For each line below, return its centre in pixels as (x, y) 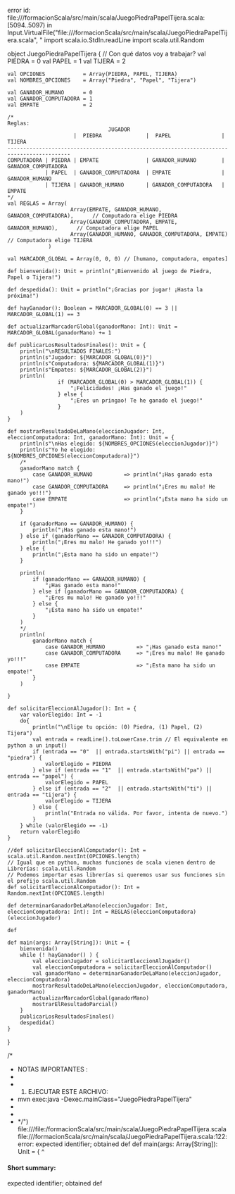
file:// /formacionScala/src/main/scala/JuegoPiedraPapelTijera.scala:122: (122, 1137)
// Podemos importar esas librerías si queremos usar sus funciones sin (116, 875)
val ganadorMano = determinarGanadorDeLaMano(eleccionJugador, (127, 974)
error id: (19, 10)
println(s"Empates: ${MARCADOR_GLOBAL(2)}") (86, 370)
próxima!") (23, 296)
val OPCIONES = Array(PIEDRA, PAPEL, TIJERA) (93, 74)
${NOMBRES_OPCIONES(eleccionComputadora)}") (74, 456)
